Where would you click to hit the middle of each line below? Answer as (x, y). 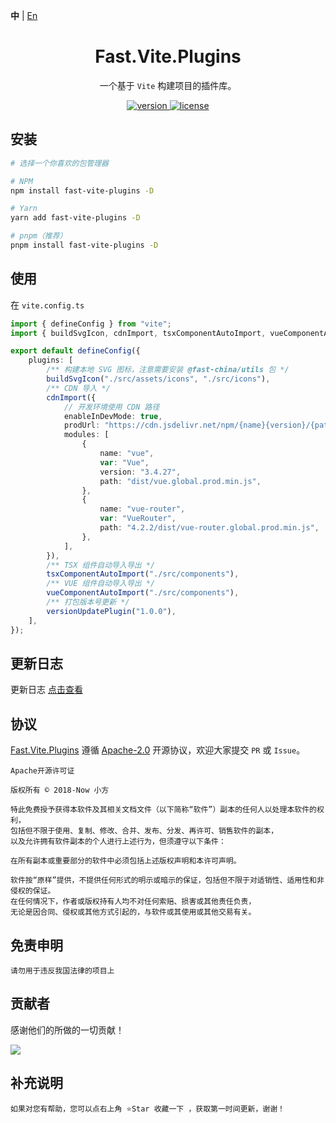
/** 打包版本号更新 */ (88, 602)
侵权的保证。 (33, 891)
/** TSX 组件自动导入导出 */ (101, 565)
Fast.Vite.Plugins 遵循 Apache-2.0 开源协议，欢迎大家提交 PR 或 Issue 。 (158, 750)
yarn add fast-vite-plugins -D (75, 218)
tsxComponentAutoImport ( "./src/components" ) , (143, 574)
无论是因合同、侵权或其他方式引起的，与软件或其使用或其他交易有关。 (133, 912)
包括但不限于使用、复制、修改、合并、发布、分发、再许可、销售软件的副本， (144, 831)
